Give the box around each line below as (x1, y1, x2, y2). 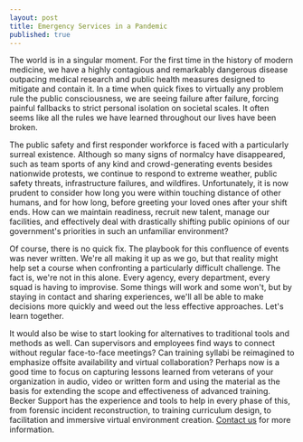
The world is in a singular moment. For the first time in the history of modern (9, 55, 294, 66)
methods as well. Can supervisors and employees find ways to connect (9, 338, 276, 349)
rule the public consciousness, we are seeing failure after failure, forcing (9, 93, 279, 104)
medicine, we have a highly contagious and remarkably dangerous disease (9, 64, 289, 75)
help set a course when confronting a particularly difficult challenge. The (9, 263, 281, 274)
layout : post (9, 13, 59, 23)
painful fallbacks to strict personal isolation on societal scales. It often (9, 103, 270, 114)
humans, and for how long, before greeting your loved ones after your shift (9, 197, 288, 208)
